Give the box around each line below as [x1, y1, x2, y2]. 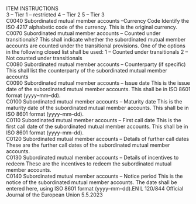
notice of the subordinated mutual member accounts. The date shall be [6, 179, 177, 186]
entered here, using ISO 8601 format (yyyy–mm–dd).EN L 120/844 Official [6, 185, 184, 192]
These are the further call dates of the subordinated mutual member [6, 141, 170, 148]
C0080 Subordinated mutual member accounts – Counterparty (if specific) [6, 61, 186, 68]
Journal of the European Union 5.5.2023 [6, 191, 104, 198]
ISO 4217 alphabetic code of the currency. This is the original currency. [6, 23, 177, 30]
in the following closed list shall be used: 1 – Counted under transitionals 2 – [6, 49, 188, 55]
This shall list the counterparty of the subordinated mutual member [6, 67, 168, 74]
